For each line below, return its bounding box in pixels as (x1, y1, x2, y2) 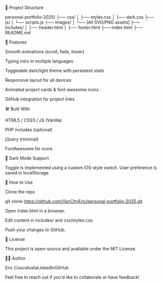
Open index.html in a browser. (5, 208, 66, 214)
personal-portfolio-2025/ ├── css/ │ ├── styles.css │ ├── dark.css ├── (5, 14, 154, 20)
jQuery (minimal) (5, 136, 39, 142)
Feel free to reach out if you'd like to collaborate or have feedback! (5, 274, 139, 280)
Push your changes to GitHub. (5, 227, 66, 233)
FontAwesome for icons (5, 146, 53, 151)
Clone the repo (5, 189, 35, 194)
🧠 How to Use (5, 179, 33, 185)
